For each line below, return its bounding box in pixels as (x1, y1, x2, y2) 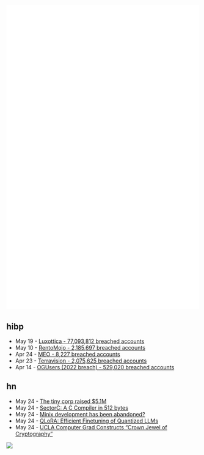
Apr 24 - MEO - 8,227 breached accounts (15, 351, 120, 358)
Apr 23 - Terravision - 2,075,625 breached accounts (15, 357, 147, 364)
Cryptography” (15, 430, 53, 437)
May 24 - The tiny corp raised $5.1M (15, 397, 107, 405)
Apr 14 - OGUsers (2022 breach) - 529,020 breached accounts (15, 364, 175, 371)
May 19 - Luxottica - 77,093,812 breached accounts (15, 337, 145, 345)
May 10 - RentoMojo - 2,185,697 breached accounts (15, 344, 145, 352)
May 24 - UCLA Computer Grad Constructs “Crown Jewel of (15, 423, 167, 431)
